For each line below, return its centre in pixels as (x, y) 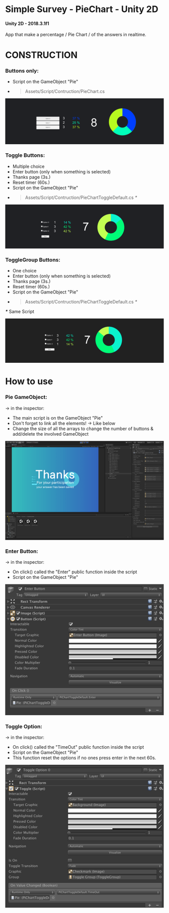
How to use (29, 382)
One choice (24, 271)
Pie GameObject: (26, 397)
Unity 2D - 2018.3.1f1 (27, 23)
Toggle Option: (24, 726)
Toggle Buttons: (25, 155)
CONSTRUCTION (41, 55)
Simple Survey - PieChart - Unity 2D (82, 9)
